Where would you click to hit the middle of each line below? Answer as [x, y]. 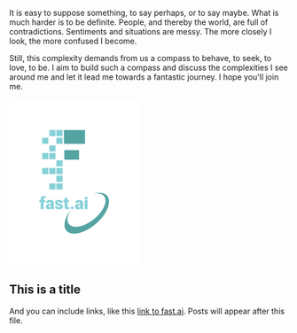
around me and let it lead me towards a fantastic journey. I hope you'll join [144, 77]
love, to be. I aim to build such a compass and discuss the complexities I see [148, 67]
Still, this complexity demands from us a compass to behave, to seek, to [141, 58]
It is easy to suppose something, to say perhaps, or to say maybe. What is [144, 13]
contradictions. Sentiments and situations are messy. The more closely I [141, 31]
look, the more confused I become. [73, 41]
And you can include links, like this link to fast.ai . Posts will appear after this [147, 311]
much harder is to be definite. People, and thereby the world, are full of [139, 22]
